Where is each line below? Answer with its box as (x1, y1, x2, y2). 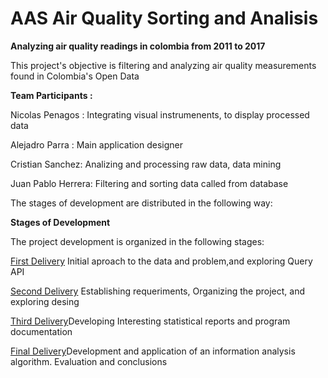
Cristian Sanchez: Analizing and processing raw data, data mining (10, 158, 282, 170)
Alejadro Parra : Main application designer (10, 138, 184, 151)
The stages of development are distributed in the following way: (10, 197, 273, 209)
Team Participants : (10, 89, 93, 101)
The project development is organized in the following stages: (10, 235, 265, 247)
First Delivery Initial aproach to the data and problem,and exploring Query (10, 255, 313, 267)
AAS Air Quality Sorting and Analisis (10, 7, 319, 30)
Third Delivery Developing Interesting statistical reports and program (10, 315, 291, 327)
